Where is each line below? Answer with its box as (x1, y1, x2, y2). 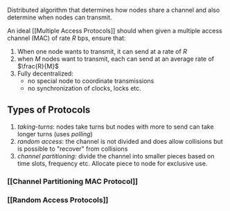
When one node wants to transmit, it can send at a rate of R (17, 48, 187, 55)
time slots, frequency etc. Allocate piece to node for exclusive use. (17, 159, 208, 167)
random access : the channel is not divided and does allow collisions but (17, 137, 223, 145)
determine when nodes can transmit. (7, 13, 112, 21)
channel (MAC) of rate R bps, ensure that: (7, 34, 126, 42)
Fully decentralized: (17, 69, 74, 77)
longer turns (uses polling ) (17, 129, 94, 138)
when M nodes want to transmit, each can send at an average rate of (17, 55, 215, 63)
